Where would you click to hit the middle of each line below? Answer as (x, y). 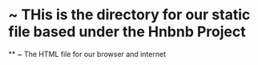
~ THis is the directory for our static (129, 15)
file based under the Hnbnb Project (127, 32)
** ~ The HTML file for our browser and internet (87, 54)
